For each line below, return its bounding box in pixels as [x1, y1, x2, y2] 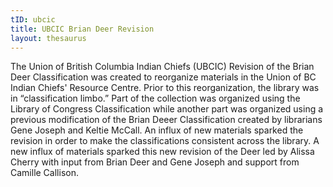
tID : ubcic [10, 14, 56, 25]
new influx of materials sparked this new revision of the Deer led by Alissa [10, 146, 315, 158]
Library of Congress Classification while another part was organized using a [10, 103, 324, 115]
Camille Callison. [10, 167, 79, 179]
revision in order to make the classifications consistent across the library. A [10, 135, 320, 147]
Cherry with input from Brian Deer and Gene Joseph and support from [10, 156, 300, 168]
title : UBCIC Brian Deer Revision [10, 24, 155, 34]
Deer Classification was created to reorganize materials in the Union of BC [10, 71, 317, 83]
